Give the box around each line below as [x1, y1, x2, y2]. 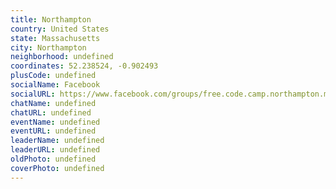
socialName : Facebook [10, 80, 101, 90]
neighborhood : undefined [10, 52, 114, 62]
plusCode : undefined [10, 71, 97, 81]
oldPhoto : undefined [10, 154, 97, 164]
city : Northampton [10, 42, 87, 53]
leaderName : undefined [10, 136, 105, 146]
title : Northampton [10, 14, 92, 25]
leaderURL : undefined [10, 145, 101, 155]
